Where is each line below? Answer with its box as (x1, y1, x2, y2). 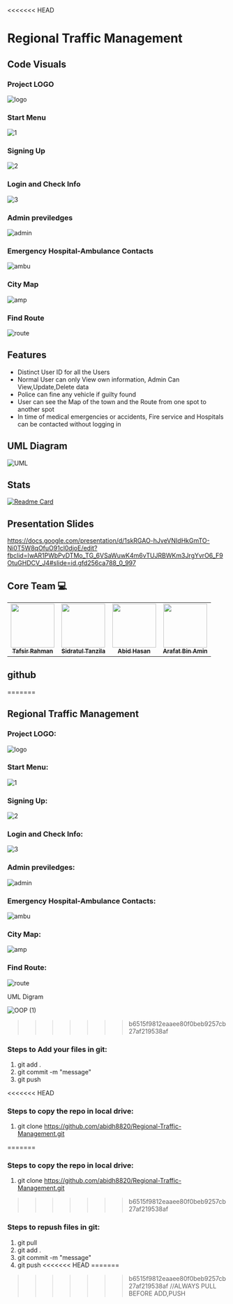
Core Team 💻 (7, 580, 68, 592)
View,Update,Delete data (17, 382, 89, 391)
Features (7, 349, 47, 361)
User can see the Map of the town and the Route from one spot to (17, 397, 207, 405)
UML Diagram (7, 441, 68, 452)
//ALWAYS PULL (170, 1282, 217, 1290)
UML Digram (7, 992, 44, 1001)
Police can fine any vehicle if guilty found (17, 390, 137, 398)
